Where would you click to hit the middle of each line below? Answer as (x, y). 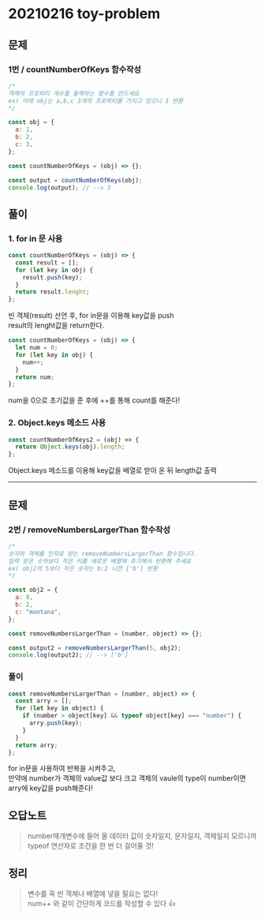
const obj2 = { (33, 590)
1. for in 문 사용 (35, 238)
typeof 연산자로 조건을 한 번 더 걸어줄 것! (90, 846)
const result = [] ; (47, 262)
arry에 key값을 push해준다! (50, 788)
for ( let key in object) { (60, 708)
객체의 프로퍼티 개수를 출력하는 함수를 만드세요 (74, 93)
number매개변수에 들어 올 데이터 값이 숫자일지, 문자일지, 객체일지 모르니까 (142, 836)
